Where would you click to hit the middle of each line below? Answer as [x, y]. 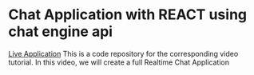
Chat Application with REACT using [128, 15]
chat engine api [61, 32]
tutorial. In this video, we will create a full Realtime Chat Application [119, 62]
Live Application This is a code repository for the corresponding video [123, 53]
